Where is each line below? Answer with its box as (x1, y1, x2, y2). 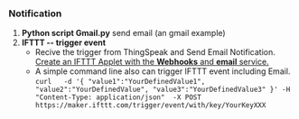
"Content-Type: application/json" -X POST (34, 93, 202, 102)
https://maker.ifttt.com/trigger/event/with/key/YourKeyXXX (34, 101, 266, 110)
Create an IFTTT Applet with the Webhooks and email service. (34, 57, 269, 68)
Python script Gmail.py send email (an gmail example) (21, 28, 227, 39)
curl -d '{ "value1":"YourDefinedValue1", (34, 78, 206, 87)
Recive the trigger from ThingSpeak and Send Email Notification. (34, 47, 276, 58)
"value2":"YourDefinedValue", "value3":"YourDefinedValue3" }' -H (34, 85, 291, 95)
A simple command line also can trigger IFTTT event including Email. (34, 66, 291, 77)
